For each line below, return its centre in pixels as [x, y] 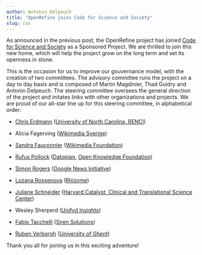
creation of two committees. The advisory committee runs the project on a [99, 78]
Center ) [24, 199]
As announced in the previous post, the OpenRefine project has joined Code [101, 41]
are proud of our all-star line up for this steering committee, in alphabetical [99, 104]
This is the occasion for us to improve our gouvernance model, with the [95, 71]
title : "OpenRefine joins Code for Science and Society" [80, 18]
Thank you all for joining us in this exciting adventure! [73, 245]
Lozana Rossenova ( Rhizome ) [52, 180]
